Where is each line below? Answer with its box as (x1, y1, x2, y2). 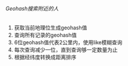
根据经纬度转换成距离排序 (14, 54, 77, 61)
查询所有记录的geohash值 (14, 32, 77, 39)
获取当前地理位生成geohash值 (14, 24, 87, 31)
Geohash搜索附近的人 (5, 5, 59, 12)
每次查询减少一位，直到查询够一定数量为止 (14, 47, 118, 54)
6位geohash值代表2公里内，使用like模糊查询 (14, 39, 123, 46)
